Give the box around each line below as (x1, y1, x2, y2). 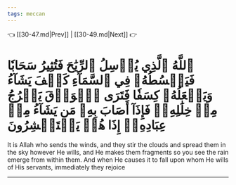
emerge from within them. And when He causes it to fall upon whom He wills (7, 155, 229, 164)
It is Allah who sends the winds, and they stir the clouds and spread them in (7, 140, 226, 148)
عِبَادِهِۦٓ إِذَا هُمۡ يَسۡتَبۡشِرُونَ (7, 117, 166, 133)
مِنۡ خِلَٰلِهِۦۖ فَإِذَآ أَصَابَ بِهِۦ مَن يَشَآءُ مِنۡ (7, 102, 218, 118)
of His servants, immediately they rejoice (7, 162, 126, 171)
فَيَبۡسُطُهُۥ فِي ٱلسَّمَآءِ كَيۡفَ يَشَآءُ (7, 72, 195, 88)
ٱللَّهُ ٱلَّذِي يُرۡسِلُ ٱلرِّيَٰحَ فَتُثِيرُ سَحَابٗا (7, 57, 195, 73)
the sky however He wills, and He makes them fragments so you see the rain (7, 148, 229, 156)
